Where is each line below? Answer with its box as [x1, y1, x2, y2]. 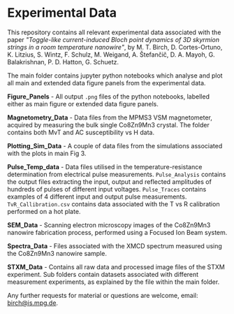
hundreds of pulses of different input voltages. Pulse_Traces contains [7, 185, 207, 193]
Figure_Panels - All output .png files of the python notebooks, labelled [7, 92, 210, 101]
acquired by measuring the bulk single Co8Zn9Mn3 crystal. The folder [7, 120, 210, 129]
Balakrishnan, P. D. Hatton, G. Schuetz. [7, 57, 119, 66]
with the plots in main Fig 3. [7, 149, 87, 157]
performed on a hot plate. [7, 207, 81, 215]
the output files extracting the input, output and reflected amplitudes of [7, 177, 212, 186]
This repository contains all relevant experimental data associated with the [7, 28, 221, 36]
